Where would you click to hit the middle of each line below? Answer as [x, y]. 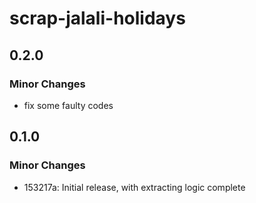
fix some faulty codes [68, 105]
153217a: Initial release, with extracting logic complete [134, 187]
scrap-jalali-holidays [97, 18]
